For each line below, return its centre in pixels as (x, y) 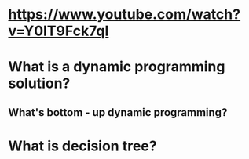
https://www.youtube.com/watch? (124, 14)
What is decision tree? (82, 146)
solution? (39, 83)
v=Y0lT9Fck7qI (59, 31)
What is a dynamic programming (117, 67)
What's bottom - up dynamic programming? (118, 112)
